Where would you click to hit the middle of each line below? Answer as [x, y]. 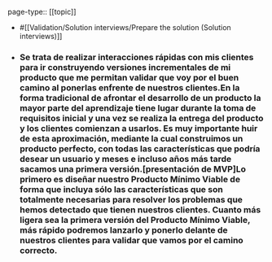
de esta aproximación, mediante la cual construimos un [131, 138]
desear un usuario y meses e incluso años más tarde [125, 159]
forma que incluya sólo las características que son [121, 189]
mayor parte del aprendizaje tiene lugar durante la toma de [138, 107]
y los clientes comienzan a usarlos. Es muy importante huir [138, 128]
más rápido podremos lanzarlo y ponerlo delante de [124, 229]
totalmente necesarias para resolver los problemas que [131, 199]
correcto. [38, 250]
